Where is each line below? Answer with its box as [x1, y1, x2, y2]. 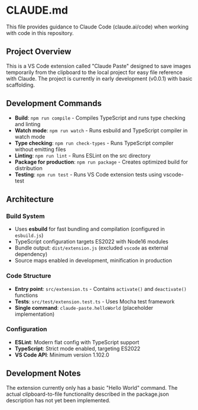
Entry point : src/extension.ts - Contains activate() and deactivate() [14, 285, 187, 292]
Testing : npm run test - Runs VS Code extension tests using [14, 171, 163, 178]
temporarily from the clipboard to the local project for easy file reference [6, 69, 183, 76]
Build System [6, 212, 46, 220]
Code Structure [6, 272, 51, 280]
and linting [14, 120, 41, 127]
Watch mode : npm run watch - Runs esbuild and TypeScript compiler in [14, 127, 188, 134]
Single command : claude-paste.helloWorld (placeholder [14, 304, 154, 311]
